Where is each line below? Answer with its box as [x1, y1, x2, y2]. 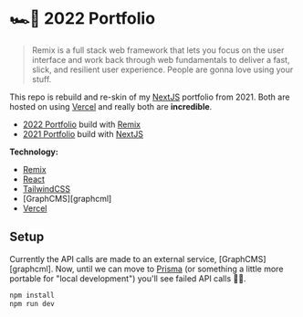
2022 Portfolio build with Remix [22, 119, 141, 130]
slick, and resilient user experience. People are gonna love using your [31, 64, 294, 75]
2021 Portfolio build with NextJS [22, 128, 144, 139]
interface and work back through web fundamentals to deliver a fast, [31, 54, 290, 65]
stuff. [31, 73, 52, 84]
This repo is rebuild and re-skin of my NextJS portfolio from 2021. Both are [9, 91, 290, 102]
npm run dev [9, 299, 55, 308]
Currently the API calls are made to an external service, [9, 253, 217, 264]
